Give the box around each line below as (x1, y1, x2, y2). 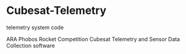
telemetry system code (6, 24, 64, 31)
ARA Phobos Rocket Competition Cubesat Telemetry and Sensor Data (6, 35, 181, 42)
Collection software (6, 42, 55, 49)
